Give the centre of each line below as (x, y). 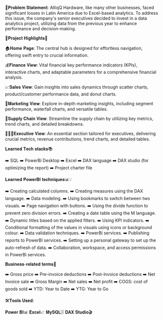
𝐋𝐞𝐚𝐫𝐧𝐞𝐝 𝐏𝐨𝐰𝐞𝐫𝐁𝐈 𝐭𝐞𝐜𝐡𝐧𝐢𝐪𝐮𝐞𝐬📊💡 (39, 179)
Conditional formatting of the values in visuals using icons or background (79, 227)
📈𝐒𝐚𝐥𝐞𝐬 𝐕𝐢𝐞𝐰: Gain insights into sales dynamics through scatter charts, (77, 87)
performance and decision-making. (41, 29)
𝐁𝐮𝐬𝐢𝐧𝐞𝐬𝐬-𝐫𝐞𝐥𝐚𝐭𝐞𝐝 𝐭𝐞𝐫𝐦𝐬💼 (31, 264)
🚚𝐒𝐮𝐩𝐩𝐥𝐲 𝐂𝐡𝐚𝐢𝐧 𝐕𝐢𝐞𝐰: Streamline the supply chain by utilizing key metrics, (79, 118)
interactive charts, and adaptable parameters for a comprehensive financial (81, 72)
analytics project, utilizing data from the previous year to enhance (71, 23)
